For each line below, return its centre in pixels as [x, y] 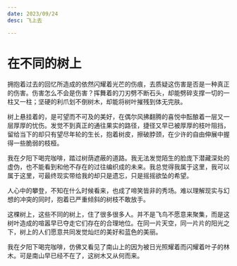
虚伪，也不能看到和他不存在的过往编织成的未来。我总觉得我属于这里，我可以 [119, 167]
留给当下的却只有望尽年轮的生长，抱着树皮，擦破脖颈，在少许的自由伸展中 [115, 134]
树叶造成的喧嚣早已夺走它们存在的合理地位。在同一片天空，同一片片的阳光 [115, 223]
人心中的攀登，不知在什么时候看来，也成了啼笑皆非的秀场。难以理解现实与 [115, 191]
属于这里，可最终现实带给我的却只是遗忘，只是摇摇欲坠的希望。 [100, 176]
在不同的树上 [45, 63]
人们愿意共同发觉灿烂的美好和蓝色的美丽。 [100, 232]
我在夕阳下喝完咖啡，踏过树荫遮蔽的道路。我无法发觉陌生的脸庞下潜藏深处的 [119, 158]
